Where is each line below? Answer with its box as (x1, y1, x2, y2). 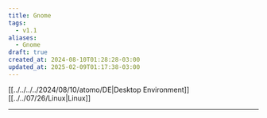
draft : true (8, 48, 48, 56)
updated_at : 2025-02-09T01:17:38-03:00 (8, 63, 141, 71)
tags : (8, 19, 26, 27)
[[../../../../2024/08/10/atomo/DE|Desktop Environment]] (8, 85, 190, 94)
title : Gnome (8, 11, 52, 20)
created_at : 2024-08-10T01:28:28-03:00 (8, 56, 141, 64)
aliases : (8, 33, 37, 42)
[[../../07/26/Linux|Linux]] (8, 93, 91, 103)
